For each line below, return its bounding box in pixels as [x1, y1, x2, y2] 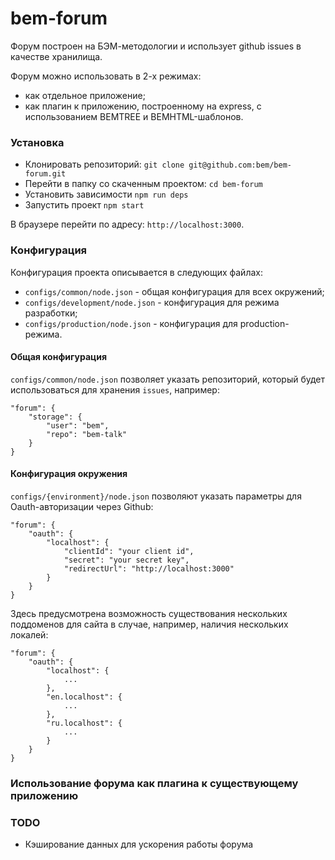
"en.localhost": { [46, 692, 123, 702]
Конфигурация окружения [10, 468, 128, 480]
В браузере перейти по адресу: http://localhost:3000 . [10, 218, 245, 231]
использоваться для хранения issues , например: [10, 383, 220, 396]
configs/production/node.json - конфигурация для [24, 317, 238, 329]
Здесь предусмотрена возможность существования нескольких [10, 607, 288, 619]
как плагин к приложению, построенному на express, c [24, 100, 262, 112]
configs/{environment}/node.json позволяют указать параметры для [10, 490, 302, 502]
